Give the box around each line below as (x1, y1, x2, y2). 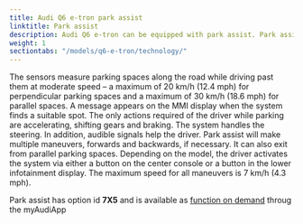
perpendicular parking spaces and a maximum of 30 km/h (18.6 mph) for (9, 91, 280, 102)
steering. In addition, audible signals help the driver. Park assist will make (9, 129, 281, 140)
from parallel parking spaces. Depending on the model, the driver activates (9, 148, 289, 159)
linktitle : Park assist (9, 22, 99, 31)
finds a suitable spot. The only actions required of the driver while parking (9, 110, 284, 121)
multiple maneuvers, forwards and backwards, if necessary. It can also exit (9, 139, 288, 150)
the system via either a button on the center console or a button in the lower (9, 158, 291, 169)
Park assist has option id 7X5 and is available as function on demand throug (9, 195, 292, 206)
